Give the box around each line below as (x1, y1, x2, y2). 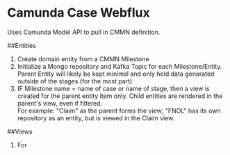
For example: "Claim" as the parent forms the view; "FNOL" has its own (17, 106, 221, 115)
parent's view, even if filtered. (17, 99, 103, 107)
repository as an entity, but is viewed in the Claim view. (17, 113, 175, 122)
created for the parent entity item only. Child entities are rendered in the (17, 92, 223, 100)
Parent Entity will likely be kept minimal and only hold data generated (17, 70, 215, 78)
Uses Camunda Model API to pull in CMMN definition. (7, 28, 161, 36)
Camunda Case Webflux (7, 5, 151, 21)
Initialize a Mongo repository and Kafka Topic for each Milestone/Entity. (17, 62, 222, 70)
